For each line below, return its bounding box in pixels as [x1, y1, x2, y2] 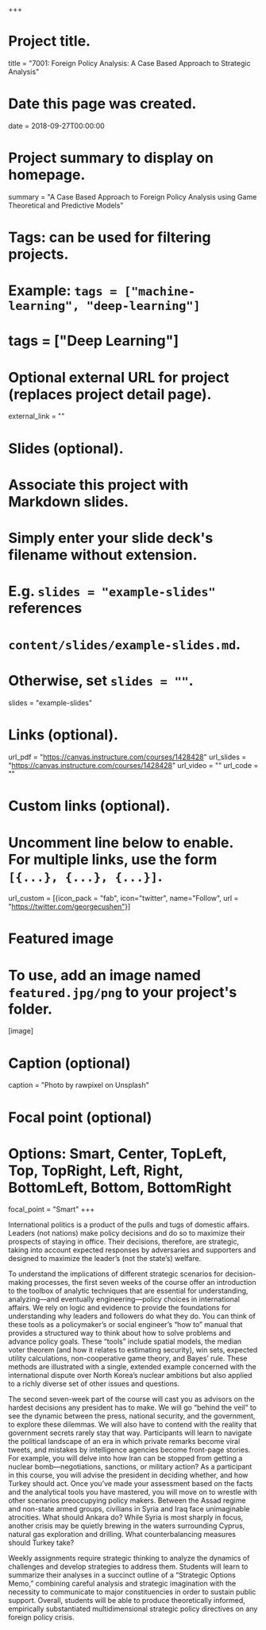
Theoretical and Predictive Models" [8, 200, 124, 210]
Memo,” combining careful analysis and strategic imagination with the [8, 1579, 237, 1589]
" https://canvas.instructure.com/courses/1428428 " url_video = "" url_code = [8, 761, 259, 770]
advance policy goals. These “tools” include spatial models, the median [8, 1337, 242, 1346]
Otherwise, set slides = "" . [8, 672, 194, 690]
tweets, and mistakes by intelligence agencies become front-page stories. [8, 1445, 251, 1455]
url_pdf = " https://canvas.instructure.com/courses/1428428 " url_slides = [8, 752, 247, 762]
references [8, 600, 83, 617]
